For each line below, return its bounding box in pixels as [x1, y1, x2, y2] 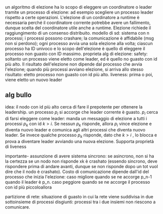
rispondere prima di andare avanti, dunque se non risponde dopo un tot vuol [5, 164, 158, 170]
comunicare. [5, 204, 30, 210]
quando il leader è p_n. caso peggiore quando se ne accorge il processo [5, 179, 150, 185]
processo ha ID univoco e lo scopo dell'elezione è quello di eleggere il [5, 46, 145, 51]
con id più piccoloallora [5, 184, 52, 190]
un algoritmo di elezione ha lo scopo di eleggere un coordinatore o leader [5, 4, 152, 10]
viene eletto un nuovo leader [5, 77, 62, 83]
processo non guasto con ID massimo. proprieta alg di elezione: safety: [5, 51, 148, 57]
